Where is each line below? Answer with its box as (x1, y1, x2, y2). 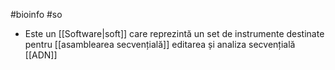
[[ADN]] (24, 49, 58, 61)
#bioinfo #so (10, 9, 63, 20)
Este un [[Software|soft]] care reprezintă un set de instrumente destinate (24, 28, 325, 39)
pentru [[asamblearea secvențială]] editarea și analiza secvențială (24, 39, 296, 50)
